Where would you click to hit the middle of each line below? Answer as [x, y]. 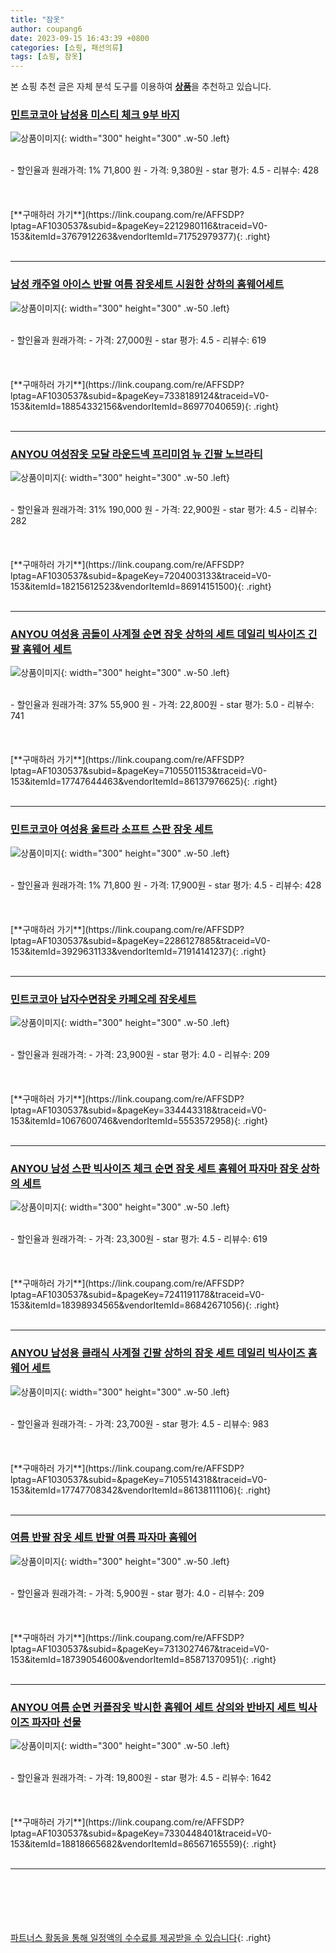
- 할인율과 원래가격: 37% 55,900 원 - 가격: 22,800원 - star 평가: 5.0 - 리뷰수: [162, 705]
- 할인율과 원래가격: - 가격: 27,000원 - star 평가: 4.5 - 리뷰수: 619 [138, 340]
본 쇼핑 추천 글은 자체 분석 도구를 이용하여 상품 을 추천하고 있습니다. [141, 87]
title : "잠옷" [37, 19]
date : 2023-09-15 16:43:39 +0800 [80, 38]
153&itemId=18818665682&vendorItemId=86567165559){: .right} [143, 1844]
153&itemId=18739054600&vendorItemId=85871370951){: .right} [143, 1659]
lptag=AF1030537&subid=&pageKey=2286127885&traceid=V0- [140, 940]
